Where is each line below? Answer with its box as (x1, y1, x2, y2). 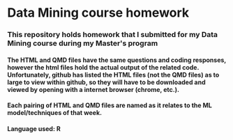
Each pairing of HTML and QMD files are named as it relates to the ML (7, 101, 213, 109)
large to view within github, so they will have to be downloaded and (7, 78, 206, 86)
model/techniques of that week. (7, 109, 103, 117)
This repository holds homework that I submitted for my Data (7, 30, 218, 40)
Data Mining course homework (7, 5, 190, 21)
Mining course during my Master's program (7, 38, 158, 48)
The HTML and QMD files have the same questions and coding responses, (7, 56, 227, 64)
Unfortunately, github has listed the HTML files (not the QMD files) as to (7, 70, 220, 79)
